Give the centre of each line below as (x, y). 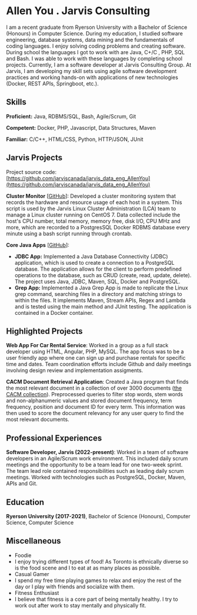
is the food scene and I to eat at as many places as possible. (88, 568)
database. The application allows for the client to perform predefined (98, 269)
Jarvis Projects (34, 158)
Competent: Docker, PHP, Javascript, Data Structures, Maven (81, 127)
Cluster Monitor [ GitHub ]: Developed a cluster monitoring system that (91, 196)
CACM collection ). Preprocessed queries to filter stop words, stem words (95, 394)
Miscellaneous (34, 541)
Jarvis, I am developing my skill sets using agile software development (91, 71)
